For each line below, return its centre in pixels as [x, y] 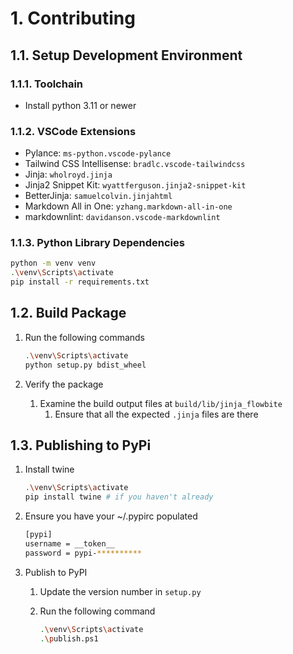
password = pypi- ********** [83, 553]
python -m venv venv [53, 263]
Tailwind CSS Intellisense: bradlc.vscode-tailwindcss [135, 164]
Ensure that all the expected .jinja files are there [156, 414]
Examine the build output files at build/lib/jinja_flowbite [161, 403]
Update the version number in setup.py [120, 591]
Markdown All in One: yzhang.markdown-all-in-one [128, 206]
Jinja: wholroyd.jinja [68, 174]
